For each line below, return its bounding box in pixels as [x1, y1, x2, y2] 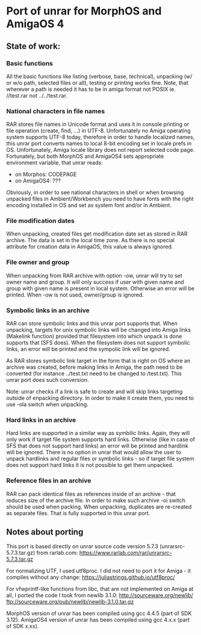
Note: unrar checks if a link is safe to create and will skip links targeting [6, 388, 183, 395]
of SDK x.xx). [6, 622, 39, 630]
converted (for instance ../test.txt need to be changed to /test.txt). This [6, 370, 182, 377]
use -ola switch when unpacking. [6, 401, 88, 408]
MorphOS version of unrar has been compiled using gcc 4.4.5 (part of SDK [6, 610, 192, 617]
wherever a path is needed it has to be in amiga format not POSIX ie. [6, 86, 176, 93]
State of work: [6, 41, 61, 51]
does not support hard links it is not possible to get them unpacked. [6, 461, 174, 469]
